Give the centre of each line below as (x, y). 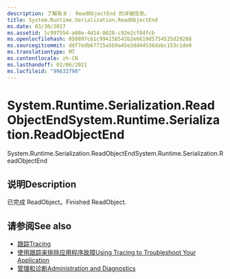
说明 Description (42, 184)
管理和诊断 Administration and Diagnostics (76, 269)
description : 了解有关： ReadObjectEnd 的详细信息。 (78, 13)
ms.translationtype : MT (41, 52)
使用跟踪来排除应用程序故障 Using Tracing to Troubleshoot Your (106, 253)
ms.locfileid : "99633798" (44, 71)
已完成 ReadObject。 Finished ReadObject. (67, 202)
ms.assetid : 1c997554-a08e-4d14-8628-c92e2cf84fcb (81, 33)
